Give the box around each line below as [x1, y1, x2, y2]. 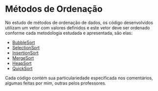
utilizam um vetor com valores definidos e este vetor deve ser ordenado [5, 24, 150, 30]
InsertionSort [12, 50, 39, 56]
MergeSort [12, 55, 34, 61]
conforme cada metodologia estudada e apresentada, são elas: [5, 30, 133, 36]
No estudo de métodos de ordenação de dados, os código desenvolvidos [5, 20, 153, 25]
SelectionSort [12, 45, 40, 50]
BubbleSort [12, 39, 35, 45]
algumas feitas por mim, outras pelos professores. [5, 80, 107, 86]
